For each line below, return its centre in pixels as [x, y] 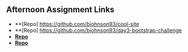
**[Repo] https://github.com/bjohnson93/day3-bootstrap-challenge [98, 30]
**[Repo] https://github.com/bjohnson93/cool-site [77, 24]
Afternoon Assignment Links [60, 10]
